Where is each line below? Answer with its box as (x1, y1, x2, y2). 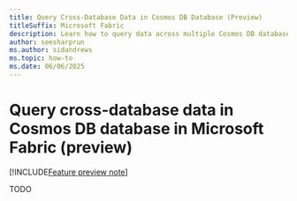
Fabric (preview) (9, 138, 133, 158)
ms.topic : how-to (9, 54, 73, 63)
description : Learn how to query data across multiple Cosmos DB (9, 29, 255, 38)
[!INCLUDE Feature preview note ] (9, 167, 128, 177)
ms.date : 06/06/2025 (9, 63, 86, 71)
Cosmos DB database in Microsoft (9, 119, 264, 139)
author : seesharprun (9, 37, 86, 47)
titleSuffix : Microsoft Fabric (9, 21, 125, 30)
